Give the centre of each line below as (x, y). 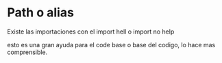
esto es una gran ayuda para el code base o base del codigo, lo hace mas (111, 45)
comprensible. (27, 52)
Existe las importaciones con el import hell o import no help (91, 32)
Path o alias (40, 13)
